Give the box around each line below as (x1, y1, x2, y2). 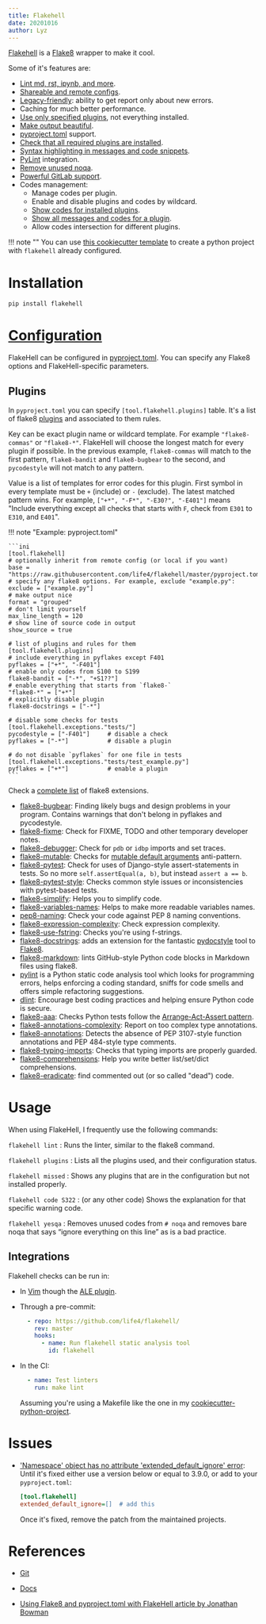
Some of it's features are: (8, 63, 91, 73)
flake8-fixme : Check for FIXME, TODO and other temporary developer (19, 826, 249, 835)
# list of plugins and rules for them (8, 639, 136, 647)
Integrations (8, 1250, 70, 1264)
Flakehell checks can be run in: (8, 1271, 109, 1280)
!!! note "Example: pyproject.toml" (8, 527, 119, 536)
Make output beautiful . (19, 121, 94, 131)
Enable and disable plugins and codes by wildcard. (31, 197, 198, 206)
